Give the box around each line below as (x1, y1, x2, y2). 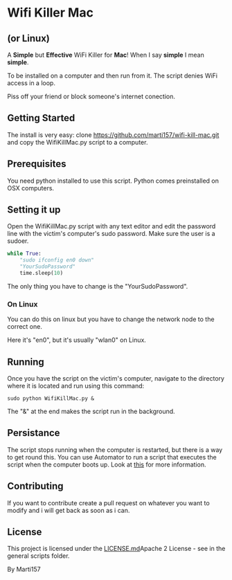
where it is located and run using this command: (7, 382, 145, 390)
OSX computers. (7, 183, 54, 192)
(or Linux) (7, 33, 51, 44)
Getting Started (7, 112, 75, 124)
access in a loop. (7, 79, 55, 87)
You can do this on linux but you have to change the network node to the (7, 315, 215, 323)
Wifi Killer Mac (7, 5, 93, 21)
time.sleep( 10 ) (19, 270, 64, 277)
